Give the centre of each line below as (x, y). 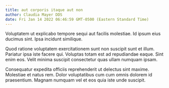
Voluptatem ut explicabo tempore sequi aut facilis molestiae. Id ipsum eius (83, 34)
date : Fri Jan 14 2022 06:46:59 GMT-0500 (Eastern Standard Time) (77, 19)
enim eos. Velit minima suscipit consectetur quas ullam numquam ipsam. (81, 60)
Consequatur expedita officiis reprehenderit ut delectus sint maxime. (77, 69)
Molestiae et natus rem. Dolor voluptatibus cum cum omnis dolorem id (79, 75)
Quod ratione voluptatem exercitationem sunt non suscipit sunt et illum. (80, 49)
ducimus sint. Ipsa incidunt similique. (44, 39)
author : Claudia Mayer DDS (34, 15)
